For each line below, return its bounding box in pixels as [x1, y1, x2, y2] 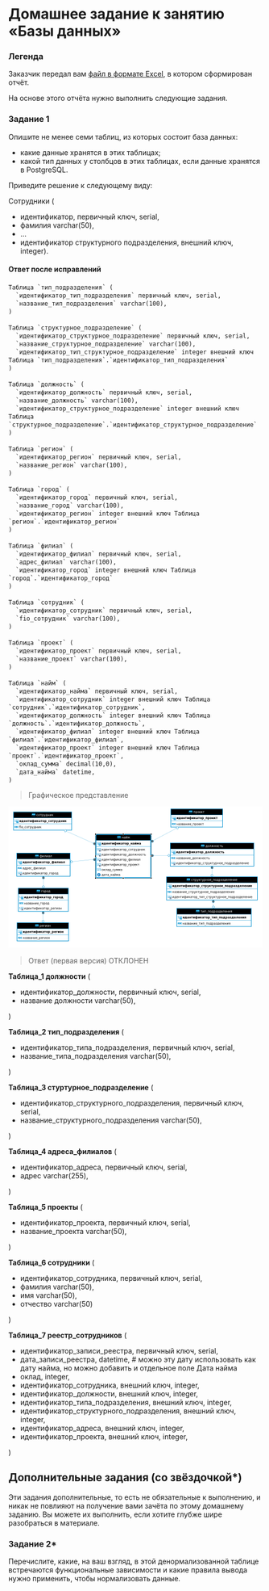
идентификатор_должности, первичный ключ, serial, [19, 987, 201, 997]
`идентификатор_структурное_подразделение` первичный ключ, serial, [15, 332, 250, 340]
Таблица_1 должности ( [8, 971, 91, 981]
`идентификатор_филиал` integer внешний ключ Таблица [15, 728, 200, 736]
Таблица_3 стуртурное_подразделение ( [8, 1082, 154, 1092]
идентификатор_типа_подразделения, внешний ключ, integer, [19, 1397, 232, 1407]
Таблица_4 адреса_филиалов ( [8, 1146, 117, 1156]
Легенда [8, 51, 44, 62]
